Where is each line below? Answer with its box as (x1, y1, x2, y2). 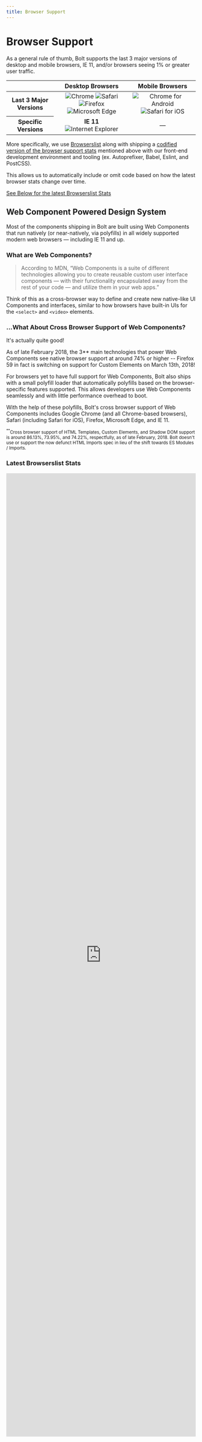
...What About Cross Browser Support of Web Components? (6, 323, 186, 332)
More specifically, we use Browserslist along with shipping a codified (6, 141, 177, 148)
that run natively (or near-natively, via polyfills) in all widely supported (6, 229, 179, 237)
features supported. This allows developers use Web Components (27, 386, 191, 393)
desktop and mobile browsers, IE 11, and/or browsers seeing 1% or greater (6, 61, 191, 68)
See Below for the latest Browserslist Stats (6, 190, 111, 197)
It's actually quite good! (6, 337, 65, 344)
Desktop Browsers (64, 82, 119, 90)
